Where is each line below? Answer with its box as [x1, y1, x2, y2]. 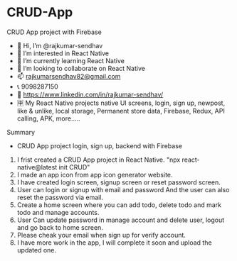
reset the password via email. [16, 193, 104, 201]
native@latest [16, 162, 58, 171]
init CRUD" [58, 162, 90, 171]
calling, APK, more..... [16, 114, 80, 123]
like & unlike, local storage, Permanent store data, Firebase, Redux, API [16, 106, 225, 115]
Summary [6, 128, 36, 136]
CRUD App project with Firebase [6, 28, 102, 36]
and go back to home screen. [16, 223, 104, 231]
